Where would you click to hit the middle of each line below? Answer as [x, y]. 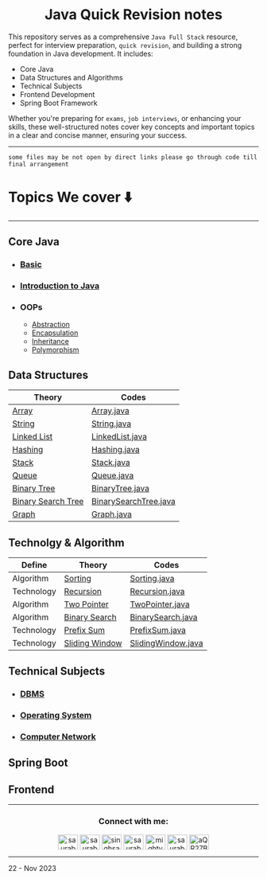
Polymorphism [55, 350]
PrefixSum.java [158, 631]
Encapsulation [55, 333]
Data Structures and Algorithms [71, 77]
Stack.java [110, 463]
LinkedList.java [119, 437]
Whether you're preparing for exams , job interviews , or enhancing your [125, 118]
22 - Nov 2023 [33, 868]
